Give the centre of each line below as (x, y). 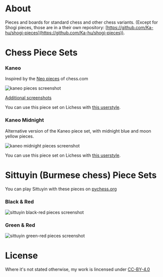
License (22, 256)
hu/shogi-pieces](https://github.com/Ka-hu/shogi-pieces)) (64, 33)
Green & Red (20, 225)
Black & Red (20, 202)
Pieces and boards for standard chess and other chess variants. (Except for (81, 22)
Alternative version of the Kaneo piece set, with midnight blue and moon (78, 131)
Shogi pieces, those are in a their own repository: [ (56, 27)
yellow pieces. (20, 136)
